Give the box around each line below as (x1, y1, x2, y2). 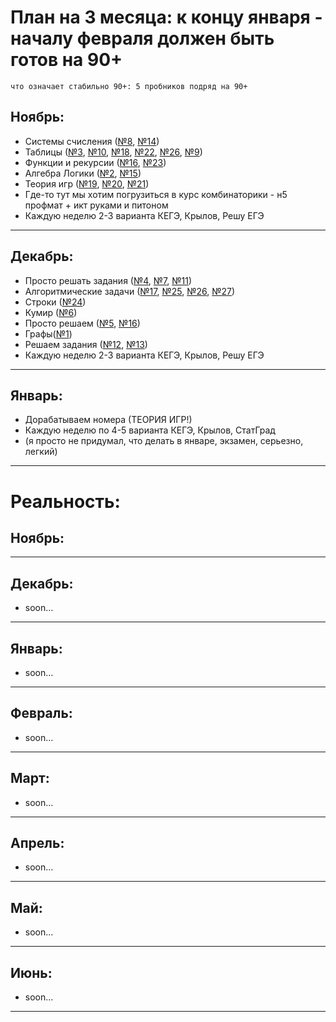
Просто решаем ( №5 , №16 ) (24, 317, 141, 329)
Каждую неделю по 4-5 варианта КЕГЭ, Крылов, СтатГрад (24, 424, 276, 436)
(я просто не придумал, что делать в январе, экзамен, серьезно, (24, 435, 304, 447)
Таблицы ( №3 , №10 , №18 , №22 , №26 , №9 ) (24, 146, 203, 158)
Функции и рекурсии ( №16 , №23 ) (24, 156, 167, 168)
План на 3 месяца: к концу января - (10, 6, 323, 29)
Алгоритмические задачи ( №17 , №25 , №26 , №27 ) (24, 285, 236, 297)
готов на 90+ (10, 49, 123, 71)
